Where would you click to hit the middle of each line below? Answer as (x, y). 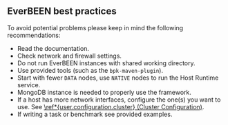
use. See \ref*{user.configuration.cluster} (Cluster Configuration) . (111, 106)
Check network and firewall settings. (69, 56)
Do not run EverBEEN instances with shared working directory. (106, 63)
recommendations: (34, 35)
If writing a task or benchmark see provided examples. (95, 114)
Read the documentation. (53, 48)
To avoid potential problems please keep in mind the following (95, 27)
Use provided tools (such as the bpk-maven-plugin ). (90, 70)
